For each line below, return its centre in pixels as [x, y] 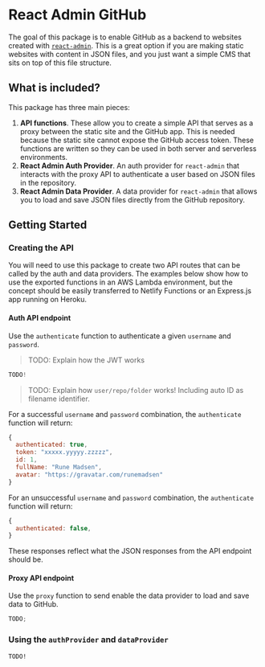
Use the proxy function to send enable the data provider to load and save [129, 595]
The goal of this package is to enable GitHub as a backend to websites [125, 37]
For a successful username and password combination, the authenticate [125, 414]
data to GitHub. [33, 604]
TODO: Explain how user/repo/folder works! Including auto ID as [136, 390]
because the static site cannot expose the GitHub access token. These [137, 140]
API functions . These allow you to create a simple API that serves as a [137, 123]
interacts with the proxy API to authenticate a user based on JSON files [137, 174]
